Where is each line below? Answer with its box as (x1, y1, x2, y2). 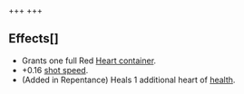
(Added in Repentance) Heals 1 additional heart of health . (21, 74, 236, 85)
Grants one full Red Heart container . (21, 55, 156, 66)
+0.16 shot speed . (21, 64, 89, 75)
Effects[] (8, 31, 60, 46)
